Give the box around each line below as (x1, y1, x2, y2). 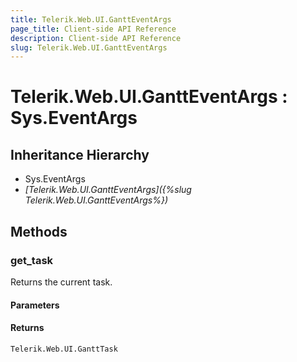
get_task (10, 253, 54, 267)
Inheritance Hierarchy (10, 146, 150, 163)
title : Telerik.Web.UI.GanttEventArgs (10, 14, 172, 25)
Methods (10, 223, 68, 240)
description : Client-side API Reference (10, 33, 182, 43)
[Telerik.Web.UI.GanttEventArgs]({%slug (24, 184, 192, 196)
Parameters (10, 299, 60, 311)
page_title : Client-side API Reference (10, 24, 177, 34)
